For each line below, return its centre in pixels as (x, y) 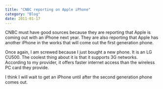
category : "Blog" (23, 14)
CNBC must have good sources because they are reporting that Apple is (78, 33)
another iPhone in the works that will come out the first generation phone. (79, 43)
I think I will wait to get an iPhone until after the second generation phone (79, 77)
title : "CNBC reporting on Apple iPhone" (48, 9)
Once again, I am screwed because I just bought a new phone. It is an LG (79, 52)
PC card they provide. (27, 68)
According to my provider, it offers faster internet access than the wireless (80, 62)
